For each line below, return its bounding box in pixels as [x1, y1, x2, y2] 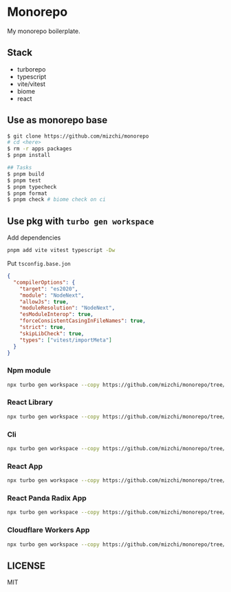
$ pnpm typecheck [7, 183, 57, 190]
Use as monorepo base [7, 114, 108, 126]
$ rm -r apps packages [7, 145, 72, 152]
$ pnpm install [7, 152, 51, 159]
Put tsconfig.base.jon [7, 260, 71, 267]
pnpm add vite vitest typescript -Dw [7, 247, 115, 254]
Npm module [7, 366, 52, 375]
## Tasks [7, 165, 32, 171]
